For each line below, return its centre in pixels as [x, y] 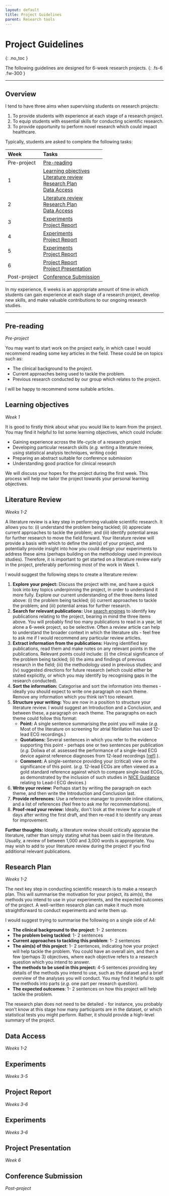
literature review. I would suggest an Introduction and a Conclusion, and [87, 708]
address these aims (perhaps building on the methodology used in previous [83, 554]
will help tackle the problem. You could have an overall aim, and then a [85, 951]
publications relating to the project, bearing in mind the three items [81, 616]
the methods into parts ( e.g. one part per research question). [75, 984]
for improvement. [30, 820]
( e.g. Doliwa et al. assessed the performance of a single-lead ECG [89, 750]
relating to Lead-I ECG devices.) [53, 782]
